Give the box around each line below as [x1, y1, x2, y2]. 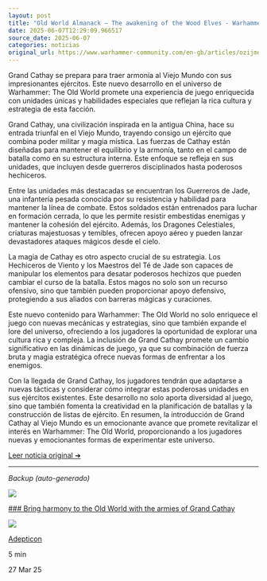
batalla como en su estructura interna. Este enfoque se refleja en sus [8, 154, 234, 163]
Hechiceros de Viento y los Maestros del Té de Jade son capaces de [8, 260, 234, 270]
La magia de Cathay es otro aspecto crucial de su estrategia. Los [8, 252, 221, 261]
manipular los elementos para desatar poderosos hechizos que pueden [8, 269, 242, 279]
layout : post [8, 11, 52, 20]
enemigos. [8, 361, 43, 370]
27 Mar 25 [8, 565, 42, 574]
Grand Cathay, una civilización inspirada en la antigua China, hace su [8, 120, 234, 129]
